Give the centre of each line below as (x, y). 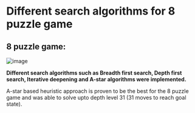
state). (14, 104)
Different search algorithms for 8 (91, 11)
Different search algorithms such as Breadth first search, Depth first (94, 73)
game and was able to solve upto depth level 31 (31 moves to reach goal (96, 98)
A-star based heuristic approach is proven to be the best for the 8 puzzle (98, 91)
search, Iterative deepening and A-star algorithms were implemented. (96, 79)
